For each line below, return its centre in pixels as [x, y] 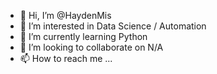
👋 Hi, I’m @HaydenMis [65, 15]
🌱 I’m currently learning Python [83, 36]
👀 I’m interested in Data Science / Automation [113, 26]
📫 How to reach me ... [66, 58]
